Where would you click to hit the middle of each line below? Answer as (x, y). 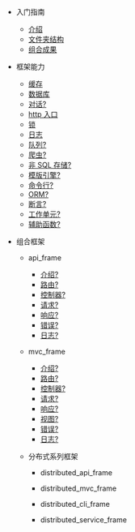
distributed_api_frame (76, 472)
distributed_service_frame (84, 520)
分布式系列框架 (53, 456)
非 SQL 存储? (50, 165)
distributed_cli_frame (75, 504)
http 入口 (43, 114)
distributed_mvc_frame (78, 488)
